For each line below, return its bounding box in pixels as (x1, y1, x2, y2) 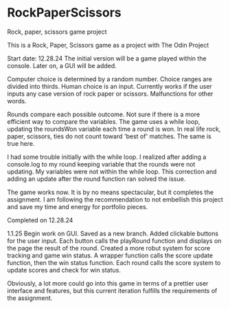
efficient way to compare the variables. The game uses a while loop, (7, 117, 200, 125)
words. (7, 96, 27, 105)
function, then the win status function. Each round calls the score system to (7, 258, 221, 266)
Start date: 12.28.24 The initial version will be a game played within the (7, 54, 207, 63)
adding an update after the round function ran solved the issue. (7, 174, 186, 183)
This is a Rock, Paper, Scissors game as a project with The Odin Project (7, 41, 209, 49)
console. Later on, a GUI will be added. (7, 61, 117, 70)
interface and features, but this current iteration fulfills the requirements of (7, 286, 218, 295)
